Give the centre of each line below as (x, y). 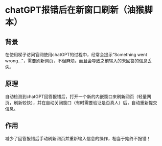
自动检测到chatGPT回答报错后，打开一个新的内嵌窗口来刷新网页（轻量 (76, 97)
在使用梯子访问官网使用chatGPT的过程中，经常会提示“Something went (76, 55)
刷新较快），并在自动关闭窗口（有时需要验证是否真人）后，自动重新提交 (85, 102)
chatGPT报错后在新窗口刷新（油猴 (75, 10)
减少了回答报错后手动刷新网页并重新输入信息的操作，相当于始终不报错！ (78, 138)
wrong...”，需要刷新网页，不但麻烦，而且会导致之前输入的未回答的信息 (76, 61)
